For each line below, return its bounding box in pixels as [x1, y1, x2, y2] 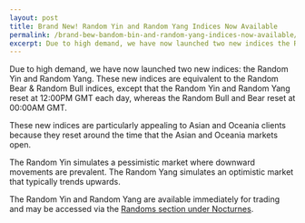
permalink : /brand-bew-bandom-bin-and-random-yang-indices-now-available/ [9, 30, 299, 39]
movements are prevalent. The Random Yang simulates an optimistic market [9, 167, 294, 177]
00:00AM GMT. [9, 102, 68, 114]
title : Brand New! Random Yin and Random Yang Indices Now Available [9, 22, 279, 31]
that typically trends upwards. [9, 177, 121, 188]
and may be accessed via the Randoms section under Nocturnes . [9, 204, 254, 215]
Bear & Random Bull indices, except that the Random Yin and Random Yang [9, 83, 290, 94]
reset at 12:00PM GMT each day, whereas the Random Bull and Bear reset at [9, 93, 296, 104]
